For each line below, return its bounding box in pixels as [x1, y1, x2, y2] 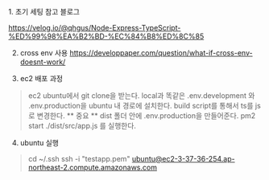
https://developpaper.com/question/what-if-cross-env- [69, 48, 253, 57]
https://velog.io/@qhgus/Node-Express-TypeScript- [8, 23, 181, 32]
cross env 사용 [19, 48, 68, 57]
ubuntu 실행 [19, 138, 59, 147]
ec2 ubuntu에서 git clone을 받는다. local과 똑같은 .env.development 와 [27, 91, 255, 100]
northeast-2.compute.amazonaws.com [27, 162, 157, 172]
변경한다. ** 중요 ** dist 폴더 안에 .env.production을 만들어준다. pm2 [36, 111, 256, 121]
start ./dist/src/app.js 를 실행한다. [27, 121, 137, 130]
